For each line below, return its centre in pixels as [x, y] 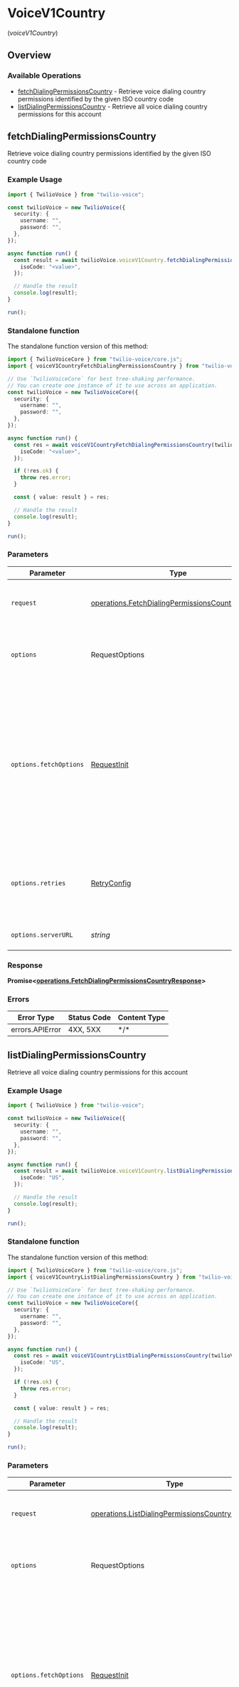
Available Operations [44, 76]
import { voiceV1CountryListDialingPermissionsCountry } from [101, 1277]
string [100, 935]
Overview [30, 55]
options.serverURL [42, 935]
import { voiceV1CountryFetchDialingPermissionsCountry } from [103, 366]
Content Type [142, 1017]
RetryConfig [111, 883]
